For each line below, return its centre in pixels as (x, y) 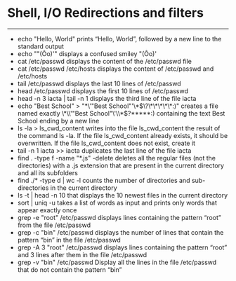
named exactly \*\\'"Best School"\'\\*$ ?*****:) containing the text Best (121, 113)
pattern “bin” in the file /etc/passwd (69, 240)
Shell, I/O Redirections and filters (105, 13)
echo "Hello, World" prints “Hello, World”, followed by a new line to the (119, 39)
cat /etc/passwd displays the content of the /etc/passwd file (104, 61)
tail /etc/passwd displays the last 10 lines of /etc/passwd (99, 83)
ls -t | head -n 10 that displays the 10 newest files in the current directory (123, 195)
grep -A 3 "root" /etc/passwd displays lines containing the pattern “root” (122, 247)
